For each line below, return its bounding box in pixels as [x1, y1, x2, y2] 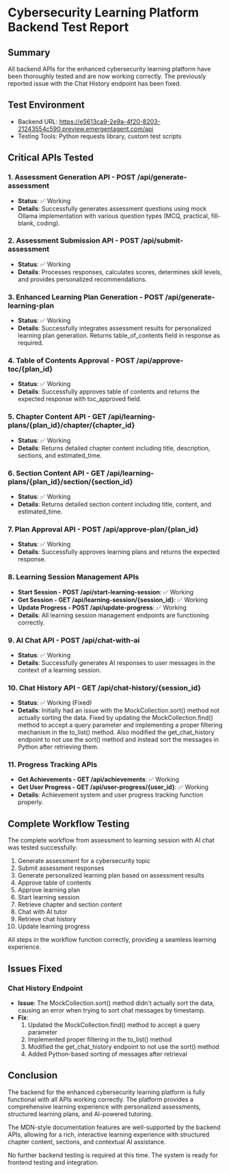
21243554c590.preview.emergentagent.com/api [17, 125, 154, 133]
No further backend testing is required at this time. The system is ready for [8, 1150, 218, 1159]
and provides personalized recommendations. [17, 275, 148, 283]
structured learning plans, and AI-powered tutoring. [8, 1109, 153, 1118]
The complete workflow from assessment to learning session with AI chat [8, 836, 215, 845]
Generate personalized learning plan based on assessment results [17, 871, 204, 880]
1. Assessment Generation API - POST [8, 173, 136, 182]
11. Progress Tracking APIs [8, 760, 98, 769]
